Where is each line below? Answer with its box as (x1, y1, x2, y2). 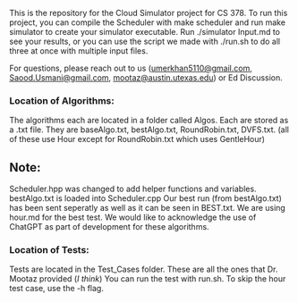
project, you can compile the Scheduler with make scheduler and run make (9, 17, 286, 28)
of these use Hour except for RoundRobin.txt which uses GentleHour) (9, 134, 266, 145)
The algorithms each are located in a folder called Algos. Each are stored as (9, 115, 289, 126)
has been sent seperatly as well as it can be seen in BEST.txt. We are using (9, 203, 286, 214)
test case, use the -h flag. (9, 283, 105, 294)
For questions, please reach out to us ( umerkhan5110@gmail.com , (9, 63, 252, 73)
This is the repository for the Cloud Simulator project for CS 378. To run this (9, 8, 288, 18)
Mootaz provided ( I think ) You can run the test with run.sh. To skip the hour (9, 273, 286, 284)
